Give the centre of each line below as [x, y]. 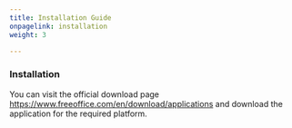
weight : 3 [28, 34]
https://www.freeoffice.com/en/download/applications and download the [146, 103]
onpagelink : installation [58, 26]
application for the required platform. [78, 113]
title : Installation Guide [60, 18]
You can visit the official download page [84, 94]
